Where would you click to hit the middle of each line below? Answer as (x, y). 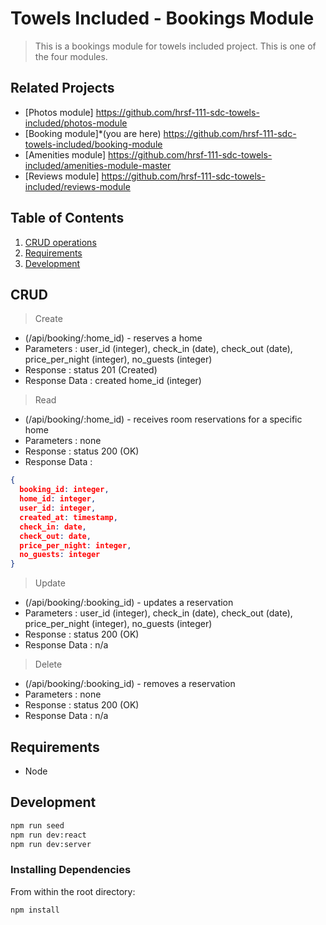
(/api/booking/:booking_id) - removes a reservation (130, 684)
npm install (35, 910)
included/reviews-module (77, 186)
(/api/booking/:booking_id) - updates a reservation (129, 603)
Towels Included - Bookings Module (162, 18)
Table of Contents (67, 218)
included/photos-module (76, 123)
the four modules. (71, 56)
